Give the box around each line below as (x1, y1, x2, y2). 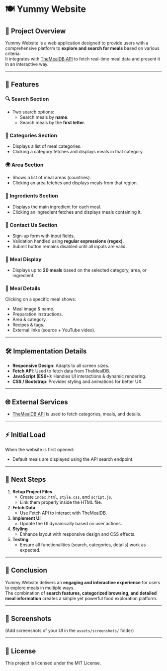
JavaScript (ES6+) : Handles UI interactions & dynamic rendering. (12, 373, 147, 379)
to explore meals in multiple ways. (5, 585, 75, 591)
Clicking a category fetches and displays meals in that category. (12, 148, 144, 154)
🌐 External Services (5, 397, 68, 406)
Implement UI (12, 515, 41, 521)
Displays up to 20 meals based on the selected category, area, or (12, 267, 147, 273)
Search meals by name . (19, 114, 69, 120)
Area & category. (12, 317, 47, 323)
